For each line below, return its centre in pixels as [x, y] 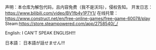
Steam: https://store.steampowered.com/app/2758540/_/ [62, 24]
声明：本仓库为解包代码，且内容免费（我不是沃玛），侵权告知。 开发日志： [79, 7]
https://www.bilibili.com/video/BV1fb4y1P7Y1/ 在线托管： [62, 13]
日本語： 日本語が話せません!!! [35, 43]
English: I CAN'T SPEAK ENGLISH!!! [40, 33]
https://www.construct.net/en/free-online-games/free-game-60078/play [78, 19]
